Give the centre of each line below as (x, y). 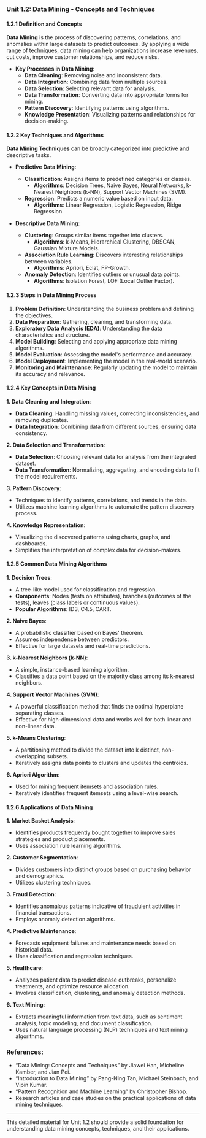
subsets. (58, 756)
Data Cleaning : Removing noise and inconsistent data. (93, 75)
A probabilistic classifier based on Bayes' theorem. (79, 632)
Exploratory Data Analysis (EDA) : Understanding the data (89, 328)
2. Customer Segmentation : (42, 858)
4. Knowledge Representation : (46, 525)
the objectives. (34, 315)
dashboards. (31, 543)
